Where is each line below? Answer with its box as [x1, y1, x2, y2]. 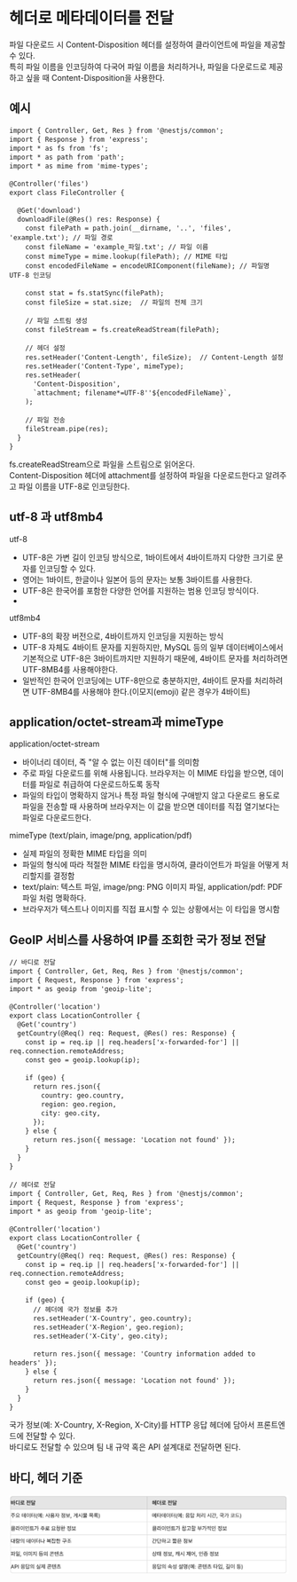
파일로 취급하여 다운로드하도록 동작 [38, 779, 160, 790]
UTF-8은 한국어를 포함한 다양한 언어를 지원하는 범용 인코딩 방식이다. [21, 585, 259, 595]
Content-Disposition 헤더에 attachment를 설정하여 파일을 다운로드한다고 [9, 469, 263, 480]
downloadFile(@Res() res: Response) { [17, 215, 161, 224]
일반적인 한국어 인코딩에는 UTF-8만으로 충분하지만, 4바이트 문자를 [21, 675, 253, 686]
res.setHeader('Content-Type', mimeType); [25, 361, 184, 371]
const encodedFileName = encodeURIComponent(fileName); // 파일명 [25, 261, 270, 271]
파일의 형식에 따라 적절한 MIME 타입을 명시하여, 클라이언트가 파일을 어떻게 [21, 860, 280, 870]
